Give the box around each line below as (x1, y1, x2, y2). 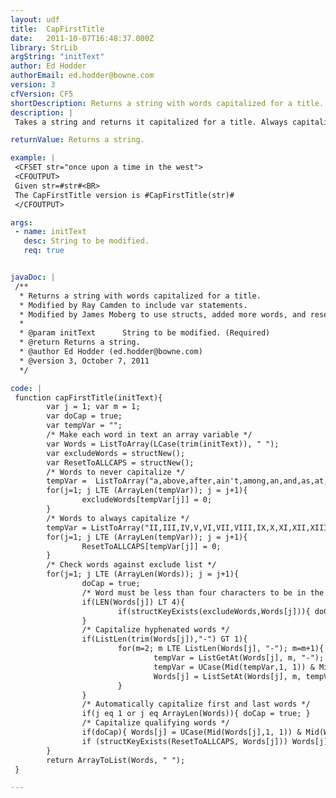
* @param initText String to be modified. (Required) (19, 328, 271, 338)
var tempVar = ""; (46, 421, 123, 431)
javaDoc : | (10, 272, 56, 282)
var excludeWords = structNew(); (46, 448, 186, 458)
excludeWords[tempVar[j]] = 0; (81, 495, 213, 505)
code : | (10, 383, 43, 393)
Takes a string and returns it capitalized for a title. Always (14, 117, 288, 127)
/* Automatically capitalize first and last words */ (81, 699, 311, 710)
